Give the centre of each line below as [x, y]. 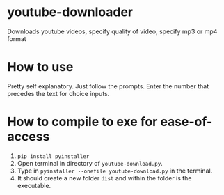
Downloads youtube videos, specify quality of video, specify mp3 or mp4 [112, 31]
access [29, 137]
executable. [34, 185]
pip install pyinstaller [53, 156]
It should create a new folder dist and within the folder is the [104, 178]
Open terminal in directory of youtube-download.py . [90, 163]
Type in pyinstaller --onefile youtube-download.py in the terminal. [115, 171]
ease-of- [186, 122]
